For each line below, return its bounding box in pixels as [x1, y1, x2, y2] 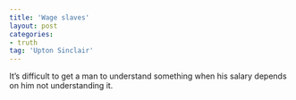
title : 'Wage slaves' [9, 12, 90, 22]
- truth [9, 37, 38, 47]
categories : [9, 29, 54, 38]
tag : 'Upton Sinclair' [9, 46, 94, 55]
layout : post [9, 21, 58, 30]
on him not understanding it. [9, 80, 114, 91]
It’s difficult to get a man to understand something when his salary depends [9, 71, 288, 81]
